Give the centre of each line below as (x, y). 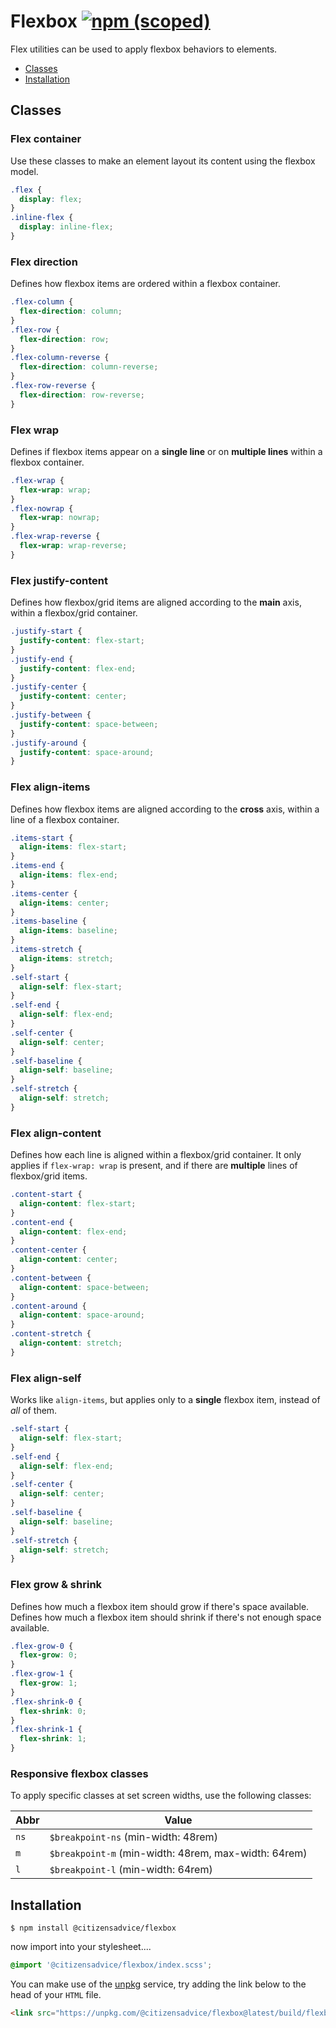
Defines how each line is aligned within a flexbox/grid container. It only (156, 1155)
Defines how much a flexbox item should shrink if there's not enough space (166, 1617)
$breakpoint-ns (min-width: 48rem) (133, 1837)
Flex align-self (46, 1378)
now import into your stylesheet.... (81, 1947)
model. (24, 171)
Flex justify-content (59, 580)
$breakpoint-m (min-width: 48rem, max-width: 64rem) (178, 1853)
